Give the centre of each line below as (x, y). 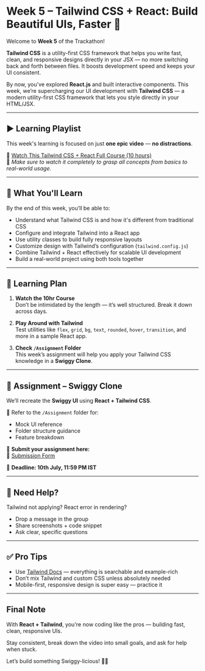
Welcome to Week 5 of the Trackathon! (56, 41)
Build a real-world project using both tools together (79, 258)
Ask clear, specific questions (51, 532)
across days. (31, 311)
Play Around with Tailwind (49, 323)
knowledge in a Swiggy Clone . (54, 361)
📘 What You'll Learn (45, 193)
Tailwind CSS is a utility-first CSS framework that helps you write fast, (95, 53)
